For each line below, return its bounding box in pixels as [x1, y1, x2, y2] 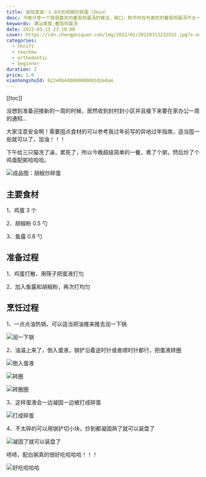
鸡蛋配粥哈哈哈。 [6, 156, 50, 164]
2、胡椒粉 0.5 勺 [6, 219, 48, 227]
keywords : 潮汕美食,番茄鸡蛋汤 [6, 20, 78, 26]
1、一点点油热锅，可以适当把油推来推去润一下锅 [6, 320, 127, 328]
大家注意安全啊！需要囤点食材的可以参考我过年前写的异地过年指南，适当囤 [6, 128, 194, 135]
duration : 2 [6, 66, 37, 73]
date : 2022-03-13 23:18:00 [6, 26, 75, 33]
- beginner [12, 60, 40, 66]
